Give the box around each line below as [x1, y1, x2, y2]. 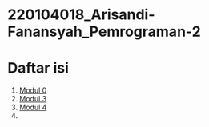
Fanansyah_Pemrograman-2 [7, 22, 201, 41]
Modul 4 [18, 102, 47, 113]
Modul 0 [18, 85, 47, 95]
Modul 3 [18, 94, 47, 104]
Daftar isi [7, 59, 70, 77]
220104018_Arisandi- [7, 6, 155, 24]
